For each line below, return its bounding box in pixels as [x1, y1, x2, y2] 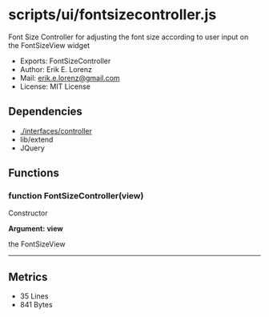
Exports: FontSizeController [19, 56, 111, 66]
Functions [8, 167, 60, 180]
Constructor [8, 208, 48, 218]
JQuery [19, 142, 46, 153]
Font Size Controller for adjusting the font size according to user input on [8, 32, 249, 42]
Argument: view [8, 224, 64, 234]
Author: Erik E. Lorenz [19, 64, 92, 74]
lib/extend [19, 134, 54, 144]
